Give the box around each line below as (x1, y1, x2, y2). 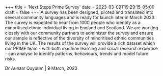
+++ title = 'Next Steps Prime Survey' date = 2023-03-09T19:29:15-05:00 (5, 4, 155, 10)
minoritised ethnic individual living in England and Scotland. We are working (5, 25, 159, 31)
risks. (5, 56, 16, 61)
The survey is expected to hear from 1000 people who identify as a (5, 19, 141, 25)
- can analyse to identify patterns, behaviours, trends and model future (5, 51, 149, 57)
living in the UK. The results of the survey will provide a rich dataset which (5, 40, 156, 46)
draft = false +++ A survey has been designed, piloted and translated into (5, 9, 154, 15)
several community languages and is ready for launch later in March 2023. (5, 15, 156, 20)
